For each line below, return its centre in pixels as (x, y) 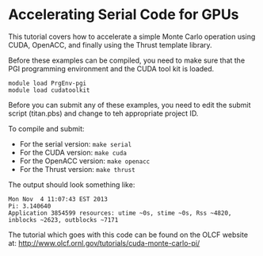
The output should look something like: (72, 185)
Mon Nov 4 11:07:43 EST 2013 (58, 199)
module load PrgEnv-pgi (48, 83)
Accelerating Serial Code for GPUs (124, 15)
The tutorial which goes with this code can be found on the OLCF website (128, 235)
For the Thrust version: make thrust (78, 169)
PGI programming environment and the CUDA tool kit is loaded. (111, 68)
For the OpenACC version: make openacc (85, 161)
